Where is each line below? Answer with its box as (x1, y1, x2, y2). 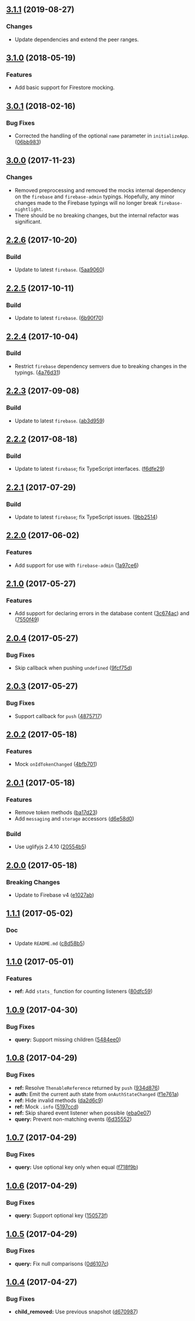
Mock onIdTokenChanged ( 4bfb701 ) (14, 761, 97, 768)
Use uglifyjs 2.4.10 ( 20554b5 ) (14, 843, 87, 850)
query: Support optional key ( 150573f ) (14, 1212, 108, 1219)
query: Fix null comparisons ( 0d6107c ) (14, 1260, 109, 1267)
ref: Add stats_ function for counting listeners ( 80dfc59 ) (14, 988, 153, 995)
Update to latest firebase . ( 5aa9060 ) (14, 266, 105, 273)
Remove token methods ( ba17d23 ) (14, 809, 98, 816)
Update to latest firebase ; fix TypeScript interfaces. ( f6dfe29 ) (14, 466, 165, 473)
